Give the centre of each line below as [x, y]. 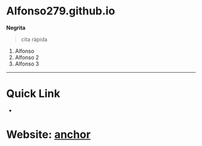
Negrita [16, 28]
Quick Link [33, 94]
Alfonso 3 [27, 64]
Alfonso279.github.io [61, 11]
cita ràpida [34, 39]
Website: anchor [49, 135]
